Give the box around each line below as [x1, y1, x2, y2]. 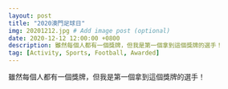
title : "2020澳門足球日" [8, 19, 86, 27]
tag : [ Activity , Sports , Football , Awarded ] [8, 49, 160, 57]
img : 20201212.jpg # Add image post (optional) [8, 26, 171, 34]
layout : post [8, 11, 52, 20]
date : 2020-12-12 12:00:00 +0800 [8, 34, 120, 42]
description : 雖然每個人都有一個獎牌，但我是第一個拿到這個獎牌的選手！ [8, 42, 223, 50]
